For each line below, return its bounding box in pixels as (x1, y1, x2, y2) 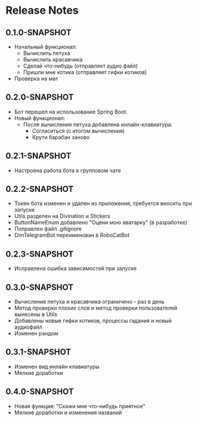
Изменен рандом (14, 330, 59, 337)
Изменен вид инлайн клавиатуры (14, 363, 100, 370)
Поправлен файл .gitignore (14, 225, 82, 233)
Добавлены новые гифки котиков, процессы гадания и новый (14, 317, 172, 325)
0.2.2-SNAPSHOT (5, 184, 74, 194)
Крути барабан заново (32, 133, 90, 140)
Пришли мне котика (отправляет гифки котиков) (23, 69, 147, 75)
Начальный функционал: (14, 43, 77, 50)
